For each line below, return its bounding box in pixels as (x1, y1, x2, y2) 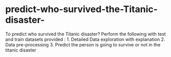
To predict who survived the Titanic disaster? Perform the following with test (5, 31, 166, 37)
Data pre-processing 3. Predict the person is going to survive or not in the (5, 41, 161, 47)
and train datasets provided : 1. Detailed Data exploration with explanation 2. (5, 36, 165, 42)
